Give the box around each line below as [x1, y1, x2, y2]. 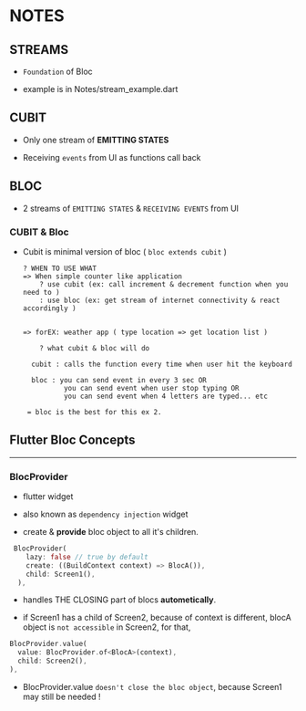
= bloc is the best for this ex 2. [26, 407, 162, 416]
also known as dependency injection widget [22, 508, 189, 520]
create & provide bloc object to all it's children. [22, 527, 199, 538]
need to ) [22, 288, 61, 297]
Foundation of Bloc [22, 66, 93, 77]
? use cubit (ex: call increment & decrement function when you [39, 279, 289, 288]
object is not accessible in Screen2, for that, [22, 622, 191, 633]
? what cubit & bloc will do [39, 343, 150, 352]
